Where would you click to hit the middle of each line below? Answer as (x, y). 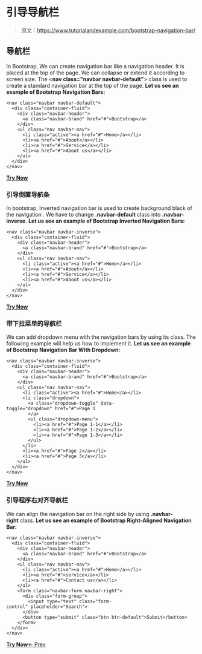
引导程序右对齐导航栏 (37, 500)
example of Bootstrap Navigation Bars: (56, 92)
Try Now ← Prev (26, 644)
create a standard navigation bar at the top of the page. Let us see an (93, 85)
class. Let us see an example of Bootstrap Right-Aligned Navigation (106, 520)
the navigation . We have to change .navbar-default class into (84, 215)
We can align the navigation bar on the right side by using (78, 514)
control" (17, 607)
